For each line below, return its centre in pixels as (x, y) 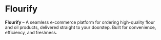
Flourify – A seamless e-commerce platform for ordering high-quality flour (80, 22)
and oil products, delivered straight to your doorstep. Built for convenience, (80, 27)
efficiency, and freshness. (31, 32)
